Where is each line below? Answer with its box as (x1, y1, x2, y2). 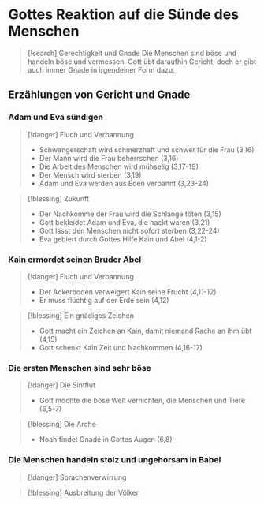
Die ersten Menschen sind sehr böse (8, 362, 151, 373)
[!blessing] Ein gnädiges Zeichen (27, 310, 134, 320)
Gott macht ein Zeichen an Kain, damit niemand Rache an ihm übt (39, 326, 252, 335)
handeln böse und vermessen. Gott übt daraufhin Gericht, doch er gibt (27, 57, 257, 66)
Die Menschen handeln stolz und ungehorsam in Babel (8, 454, 221, 466)
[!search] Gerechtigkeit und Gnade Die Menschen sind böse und (27, 48, 237, 58)
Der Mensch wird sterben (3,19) (39, 170, 142, 179)
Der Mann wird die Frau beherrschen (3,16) (39, 153, 179, 163)
